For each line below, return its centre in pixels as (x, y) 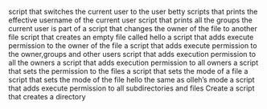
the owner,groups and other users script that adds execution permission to (132, 54)
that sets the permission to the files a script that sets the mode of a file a (128, 71)
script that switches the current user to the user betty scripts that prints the (133, 12)
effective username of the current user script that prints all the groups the (131, 20)
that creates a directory (47, 97)
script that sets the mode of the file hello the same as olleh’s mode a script (131, 80)
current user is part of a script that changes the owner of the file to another (133, 28)
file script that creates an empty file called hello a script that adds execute (131, 37)
